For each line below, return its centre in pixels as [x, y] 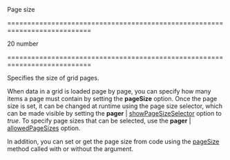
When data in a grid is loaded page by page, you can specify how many [109, 91]
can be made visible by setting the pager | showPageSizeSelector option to [115, 113]
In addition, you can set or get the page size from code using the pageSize [113, 141]
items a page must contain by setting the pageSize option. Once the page [112, 99]
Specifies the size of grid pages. [53, 78]
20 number [23, 44]
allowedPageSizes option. [44, 128]
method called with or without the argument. [70, 149]
